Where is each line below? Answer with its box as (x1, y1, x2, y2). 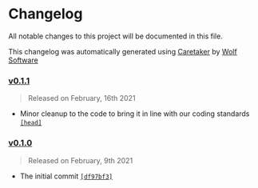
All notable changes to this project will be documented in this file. (8, 31, 224, 41)
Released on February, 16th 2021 (27, 94, 136, 103)
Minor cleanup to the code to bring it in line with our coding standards (19, 109, 250, 118)
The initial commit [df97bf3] (19, 171, 113, 181)
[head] (19, 119, 42, 127)
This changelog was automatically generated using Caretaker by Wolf (8, 46, 237, 56)
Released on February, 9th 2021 (27, 155, 133, 165)
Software (8, 55, 38, 65)
